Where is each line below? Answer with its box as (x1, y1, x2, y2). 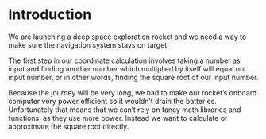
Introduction (8, 6, 92, 24)
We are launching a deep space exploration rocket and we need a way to (8, 32, 247, 41)
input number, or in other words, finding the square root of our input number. (8, 72, 259, 82)
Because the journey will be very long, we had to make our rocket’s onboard (8, 87, 257, 97)
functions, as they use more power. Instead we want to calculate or (8, 113, 228, 122)
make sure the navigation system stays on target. (8, 40, 169, 49)
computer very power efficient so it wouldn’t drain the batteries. (8, 96, 217, 106)
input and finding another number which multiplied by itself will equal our (8, 64, 247, 73)
